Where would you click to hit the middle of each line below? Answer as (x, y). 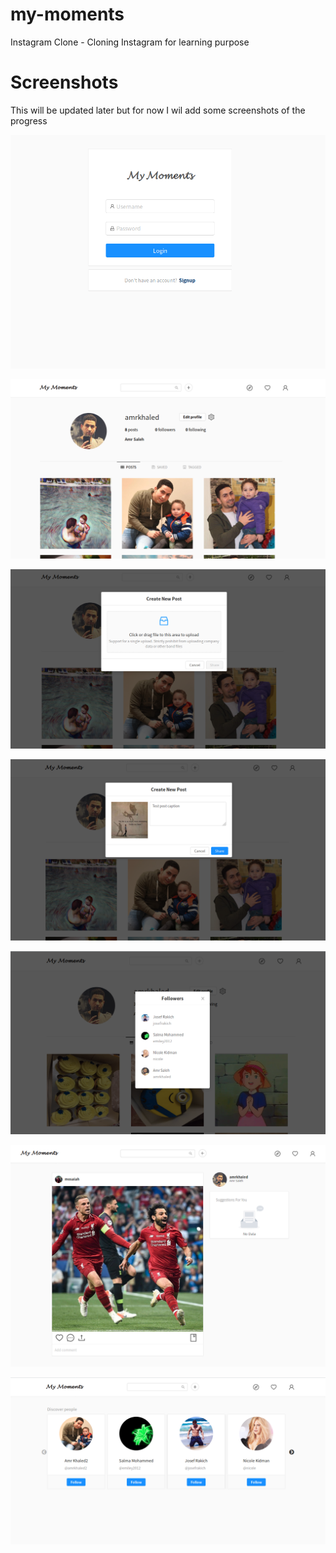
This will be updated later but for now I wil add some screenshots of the (158, 110)
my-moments (67, 14)
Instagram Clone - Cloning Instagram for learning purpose (130, 42)
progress (29, 120)
